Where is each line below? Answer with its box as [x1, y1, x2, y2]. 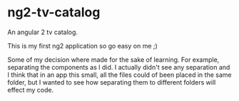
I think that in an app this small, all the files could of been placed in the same [7, 70, 232, 79]
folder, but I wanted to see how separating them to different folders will [7, 78, 216, 86]
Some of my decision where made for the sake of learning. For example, [7, 55, 220, 64]
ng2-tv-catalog [7, 4, 101, 21]
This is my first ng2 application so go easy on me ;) [7, 41, 158, 50]
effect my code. [7, 85, 54, 94]
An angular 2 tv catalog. [7, 28, 78, 36]
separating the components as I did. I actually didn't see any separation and [7, 63, 230, 71]
